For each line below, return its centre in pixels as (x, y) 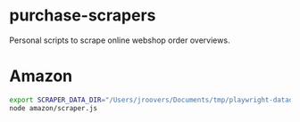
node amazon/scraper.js (54, 108)
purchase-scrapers (83, 16)
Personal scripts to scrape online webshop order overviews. (120, 40)
